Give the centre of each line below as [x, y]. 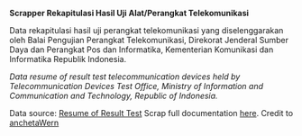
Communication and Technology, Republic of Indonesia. [114, 95]
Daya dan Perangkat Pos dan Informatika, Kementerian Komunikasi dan [142, 50]
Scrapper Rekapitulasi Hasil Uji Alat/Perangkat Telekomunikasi [129, 13]
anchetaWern [34, 122]
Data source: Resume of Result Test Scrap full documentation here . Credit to [151, 113]
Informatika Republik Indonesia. [68, 59]
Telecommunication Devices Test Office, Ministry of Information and [137, 86]
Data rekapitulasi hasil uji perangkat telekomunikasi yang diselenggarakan [146, 30]
